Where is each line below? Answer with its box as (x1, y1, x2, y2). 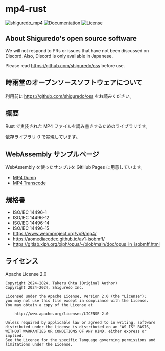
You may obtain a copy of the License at (5, 302, 93, 307)
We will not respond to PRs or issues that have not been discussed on (5, 47, 149, 53)
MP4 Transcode (12, 180, 46, 186)
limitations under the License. (5, 342, 73, 347)
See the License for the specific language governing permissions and (5, 337, 156, 342)
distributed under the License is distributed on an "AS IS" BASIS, (5, 324, 151, 329)
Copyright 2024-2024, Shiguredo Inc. (5, 285, 84, 290)
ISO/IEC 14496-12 (12, 215, 49, 220)
